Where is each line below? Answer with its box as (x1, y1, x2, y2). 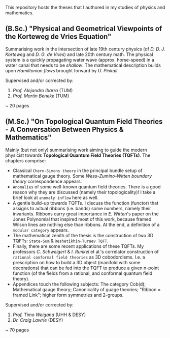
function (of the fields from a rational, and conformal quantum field (12, 270, 153, 276)
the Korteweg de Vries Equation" (5, 33, 112, 41)
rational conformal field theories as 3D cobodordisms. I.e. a (12, 254, 145, 260)
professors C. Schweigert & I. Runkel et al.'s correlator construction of (12, 248, 159, 255)
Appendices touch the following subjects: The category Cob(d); (12, 281, 146, 287)
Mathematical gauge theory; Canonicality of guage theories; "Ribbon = (12, 286, 161, 292)
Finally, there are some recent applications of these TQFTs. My (12, 243, 144, 249)
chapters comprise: (5, 157, 46, 163)
